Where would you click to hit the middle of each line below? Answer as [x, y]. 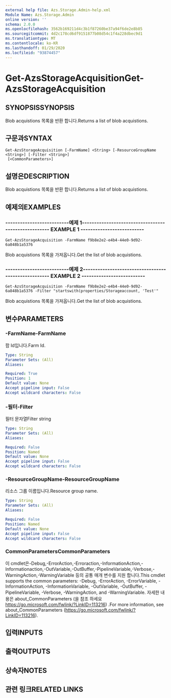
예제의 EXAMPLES [33, 207]
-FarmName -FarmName [36, 333]
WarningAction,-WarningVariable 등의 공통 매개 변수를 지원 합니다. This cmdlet [85, 575]
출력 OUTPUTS [28, 652]
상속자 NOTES [26, 670]
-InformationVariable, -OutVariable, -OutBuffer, [94, 586]
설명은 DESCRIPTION [38, 176]
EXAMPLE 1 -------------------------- [97, 229]
